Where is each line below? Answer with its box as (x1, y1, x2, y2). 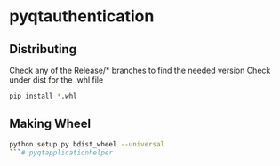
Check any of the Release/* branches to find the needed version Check (9, 65, 271, 75)
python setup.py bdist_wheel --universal (9, 139, 165, 148)
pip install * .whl (9, 91, 77, 100)
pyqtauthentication (9, 6, 155, 27)
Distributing (9, 42, 77, 57)
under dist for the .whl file (9, 75, 104, 85)
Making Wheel (9, 116, 92, 131)
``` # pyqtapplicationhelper (9, 148, 114, 157)
